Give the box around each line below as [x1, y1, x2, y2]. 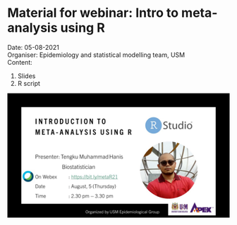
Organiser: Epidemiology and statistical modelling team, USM [7, 51, 186, 59]
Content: [7, 58, 33, 66]
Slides [17, 72, 36, 80]
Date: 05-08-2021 [7, 43, 60, 51]
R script [17, 79, 41, 87]
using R [60, 20, 106, 36]
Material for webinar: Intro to [7, 5, 178, 21]
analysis [7, 20, 58, 36]
